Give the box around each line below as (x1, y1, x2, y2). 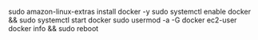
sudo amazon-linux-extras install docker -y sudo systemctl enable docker (8, 7, 252, 16)
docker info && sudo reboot (8, 24, 99, 33)
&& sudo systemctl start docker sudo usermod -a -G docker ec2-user (8, 15, 237, 25)
